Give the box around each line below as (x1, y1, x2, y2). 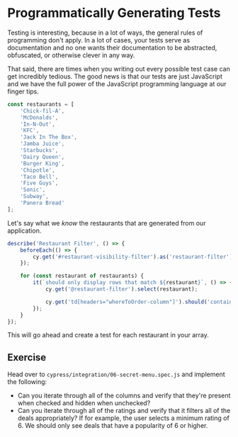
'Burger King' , (20, 160, 65, 167)
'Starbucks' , (20, 147, 59, 154)
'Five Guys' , (20, 180, 59, 187)
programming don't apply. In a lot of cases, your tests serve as (7, 35, 190, 44)
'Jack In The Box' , (20, 134, 78, 141)
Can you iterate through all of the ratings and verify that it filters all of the (17, 407, 231, 415)
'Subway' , (20, 193, 50, 200)
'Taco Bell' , (20, 173, 59, 180)
